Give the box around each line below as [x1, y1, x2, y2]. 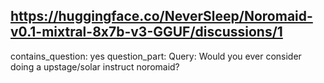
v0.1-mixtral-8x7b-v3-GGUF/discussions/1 [10, 24, 283, 41]
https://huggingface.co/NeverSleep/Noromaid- [10, 8, 313, 25]
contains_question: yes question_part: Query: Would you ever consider [10, 50, 302, 62]
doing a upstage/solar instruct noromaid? [10, 60, 180, 73]
